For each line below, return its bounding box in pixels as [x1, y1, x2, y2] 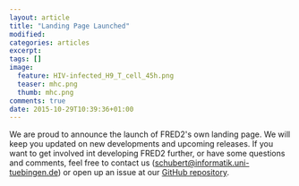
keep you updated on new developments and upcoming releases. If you [9, 139, 274, 149]
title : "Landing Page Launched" [9, 21, 130, 30]
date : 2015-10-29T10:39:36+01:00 [9, 105, 134, 114]
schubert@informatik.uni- [154, 157, 250, 168]
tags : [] [9, 55, 42, 63]
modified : [9, 30, 47, 38]
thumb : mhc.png [17, 88, 74, 97]
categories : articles [9, 38, 90, 47]
